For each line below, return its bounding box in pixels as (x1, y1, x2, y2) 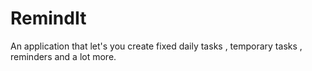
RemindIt (10, 7, 87, 30)
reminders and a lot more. (10, 50, 117, 62)
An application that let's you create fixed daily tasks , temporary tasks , (10, 40, 303, 52)
